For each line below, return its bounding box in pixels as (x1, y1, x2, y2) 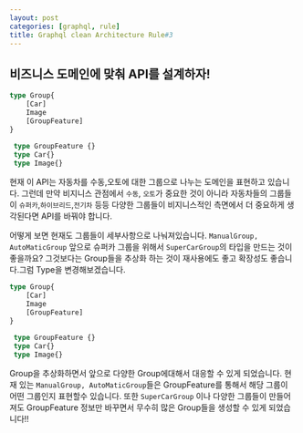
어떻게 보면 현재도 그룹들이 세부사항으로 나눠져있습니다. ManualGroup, (9, 230, 258, 242)
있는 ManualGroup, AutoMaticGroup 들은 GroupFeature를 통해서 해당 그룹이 (18, 379, 288, 390)
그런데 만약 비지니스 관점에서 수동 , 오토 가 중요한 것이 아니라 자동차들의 (21, 188, 267, 199)
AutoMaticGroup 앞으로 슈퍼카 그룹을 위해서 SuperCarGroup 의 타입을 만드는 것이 (9, 242, 293, 253)
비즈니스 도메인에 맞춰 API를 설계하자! (9, 66, 211, 82)
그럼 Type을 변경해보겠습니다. (18, 264, 126, 275)
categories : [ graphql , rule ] (9, 22, 120, 31)
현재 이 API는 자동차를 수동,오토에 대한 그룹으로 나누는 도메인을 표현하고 (9, 177, 266, 188)
